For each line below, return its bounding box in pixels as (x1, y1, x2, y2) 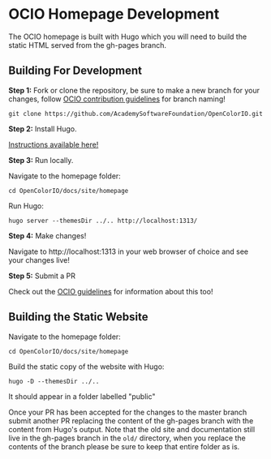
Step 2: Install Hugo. (8, 123, 77, 134)
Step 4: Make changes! (8, 230, 87, 240)
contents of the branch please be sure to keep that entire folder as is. (8, 441, 240, 451)
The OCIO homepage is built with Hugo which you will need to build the (8, 32, 247, 41)
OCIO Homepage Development (8, 5, 220, 24)
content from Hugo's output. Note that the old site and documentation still (8, 424, 256, 434)
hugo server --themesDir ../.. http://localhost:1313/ (8, 217, 198, 225)
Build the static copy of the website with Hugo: (8, 362, 165, 371)
